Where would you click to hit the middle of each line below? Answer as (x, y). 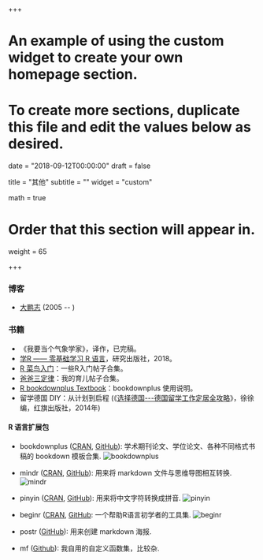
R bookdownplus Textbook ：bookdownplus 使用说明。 (108, 388)
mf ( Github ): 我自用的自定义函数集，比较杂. (89, 548)
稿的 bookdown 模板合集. (60, 456)
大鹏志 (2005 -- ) (47, 308)
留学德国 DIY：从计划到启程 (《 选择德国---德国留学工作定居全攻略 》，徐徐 (137, 398)
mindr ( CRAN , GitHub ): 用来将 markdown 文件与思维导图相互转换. (126, 472)
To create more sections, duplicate (124, 110)
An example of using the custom (116, 41)
